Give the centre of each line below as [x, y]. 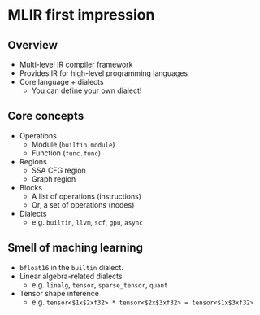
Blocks [30, 187]
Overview [33, 45]
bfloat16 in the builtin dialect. [71, 267]
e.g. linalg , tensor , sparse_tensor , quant [100, 284]
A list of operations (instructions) [87, 196]
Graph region [54, 179]
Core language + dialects [61, 82]
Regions [33, 161]
